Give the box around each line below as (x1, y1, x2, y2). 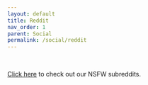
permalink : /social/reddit (7, 37, 87, 44)
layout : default (7, 10, 55, 18)
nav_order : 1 (7, 23, 46, 30)
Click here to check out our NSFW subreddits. (7, 70, 142, 79)
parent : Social (7, 30, 52, 38)
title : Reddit (7, 17, 50, 24)
